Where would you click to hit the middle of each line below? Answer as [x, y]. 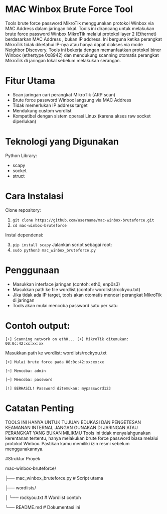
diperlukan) [24, 121]
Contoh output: [38, 326]
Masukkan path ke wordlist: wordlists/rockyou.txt [56, 353]
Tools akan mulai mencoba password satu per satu [65, 305]
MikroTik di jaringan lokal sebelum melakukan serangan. [63, 60]
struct [19, 176]
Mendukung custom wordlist [42, 110]
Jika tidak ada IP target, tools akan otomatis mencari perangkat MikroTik [87, 295]
